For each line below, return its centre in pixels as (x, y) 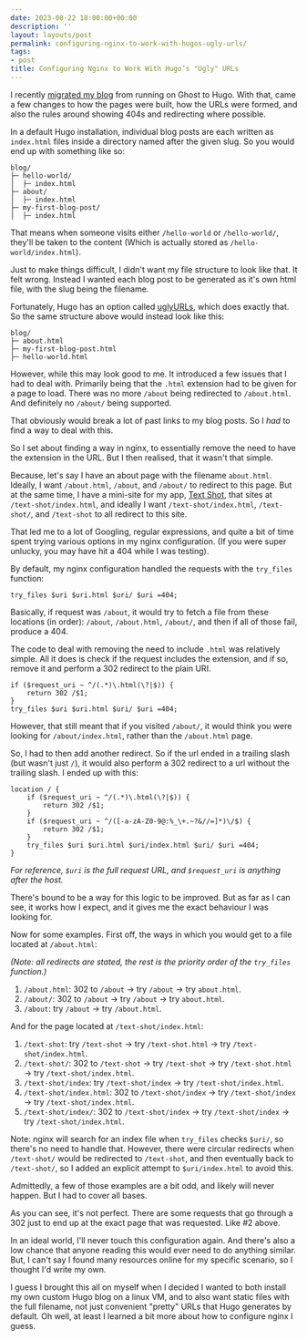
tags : (20, 52)
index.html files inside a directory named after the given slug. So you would (153, 141)
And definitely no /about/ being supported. (91, 403)
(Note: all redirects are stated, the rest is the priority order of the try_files (150, 962)
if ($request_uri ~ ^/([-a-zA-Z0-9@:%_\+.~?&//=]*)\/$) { (139, 821)
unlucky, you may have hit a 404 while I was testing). (110, 551)
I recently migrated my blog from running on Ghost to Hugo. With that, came (153, 94)
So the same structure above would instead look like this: (118, 316)
